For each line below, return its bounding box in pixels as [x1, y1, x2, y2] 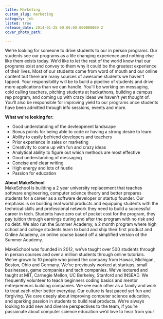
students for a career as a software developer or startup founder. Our [5, 195, 144, 201]
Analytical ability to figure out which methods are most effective [12, 149, 141, 155]
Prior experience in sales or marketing [12, 139, 89, 145]
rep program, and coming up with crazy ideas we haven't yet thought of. [5, 94, 150, 100]
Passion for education [12, 170, 56, 176]
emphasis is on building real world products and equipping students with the [5, 201, 159, 206]
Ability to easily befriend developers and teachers [12, 134, 112, 140]
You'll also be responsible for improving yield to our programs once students [5, 100, 159, 105]
